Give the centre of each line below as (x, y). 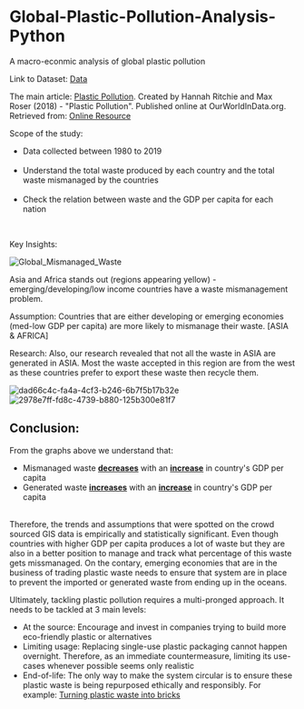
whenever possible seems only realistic (121, 665)
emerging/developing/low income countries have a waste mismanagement (149, 289)
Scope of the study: (46, 133)
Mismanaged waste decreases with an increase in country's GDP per (153, 468)
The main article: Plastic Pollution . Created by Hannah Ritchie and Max (141, 96)
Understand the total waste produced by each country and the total (148, 170)
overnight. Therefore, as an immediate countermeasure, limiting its (147, 655)
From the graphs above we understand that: (92, 450)
